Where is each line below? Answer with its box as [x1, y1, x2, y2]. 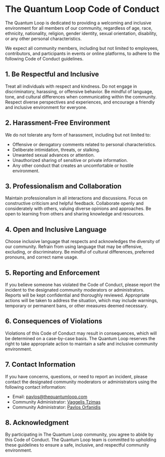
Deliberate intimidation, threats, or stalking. [12, 147, 101, 152]
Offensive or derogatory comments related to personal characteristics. [12, 141, 157, 147]
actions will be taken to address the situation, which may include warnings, [5, 298, 158, 303]
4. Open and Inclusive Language [5, 225, 107, 234]
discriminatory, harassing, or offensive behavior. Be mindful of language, [5, 88, 154, 95]
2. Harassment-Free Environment [5, 119, 110, 127]
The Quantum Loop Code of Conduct [5, 3, 160, 15]
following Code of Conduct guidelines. [5, 55, 84, 61]
